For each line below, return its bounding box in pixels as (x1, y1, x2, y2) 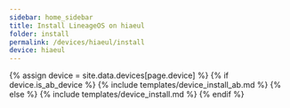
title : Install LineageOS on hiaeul (9, 21, 145, 30)
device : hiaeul (9, 46, 66, 55)
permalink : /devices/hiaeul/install (9, 37, 145, 47)
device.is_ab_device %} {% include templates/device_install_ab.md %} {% (9, 80, 282, 90)
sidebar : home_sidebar (9, 12, 93, 22)
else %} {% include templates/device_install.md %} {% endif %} (9, 89, 245, 100)
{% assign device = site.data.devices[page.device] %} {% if (9, 70, 230, 81)
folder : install (9, 29, 69, 38)
